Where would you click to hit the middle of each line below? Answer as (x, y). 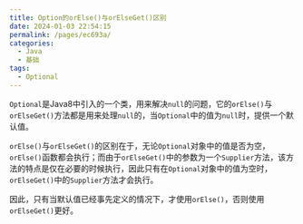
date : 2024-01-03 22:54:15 (60, 26)
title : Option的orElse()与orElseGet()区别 (88, 18)
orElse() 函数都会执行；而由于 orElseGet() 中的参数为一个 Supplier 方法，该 (148, 157)
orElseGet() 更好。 (44, 210)
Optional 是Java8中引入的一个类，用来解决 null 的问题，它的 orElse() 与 (141, 103)
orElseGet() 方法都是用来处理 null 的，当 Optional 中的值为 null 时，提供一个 (148, 115)
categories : (32, 43)
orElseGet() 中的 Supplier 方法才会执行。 (84, 180)
